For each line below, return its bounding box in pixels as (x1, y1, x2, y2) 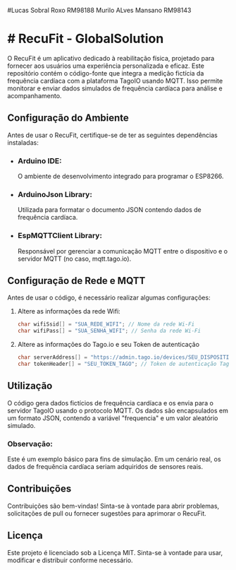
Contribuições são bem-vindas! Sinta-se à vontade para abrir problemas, (7, 501, 220, 510)
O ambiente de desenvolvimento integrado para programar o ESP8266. (17, 172, 224, 181)
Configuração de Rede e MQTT (7, 275, 146, 287)
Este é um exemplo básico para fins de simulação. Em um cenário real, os (7, 455, 221, 463)
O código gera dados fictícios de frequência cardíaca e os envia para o (7, 398, 213, 407)
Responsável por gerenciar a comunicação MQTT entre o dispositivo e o (17, 247, 228, 255)
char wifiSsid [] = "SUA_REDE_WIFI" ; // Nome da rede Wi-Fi (17, 321, 195, 328)
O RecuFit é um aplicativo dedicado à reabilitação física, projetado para (7, 54, 215, 62)
